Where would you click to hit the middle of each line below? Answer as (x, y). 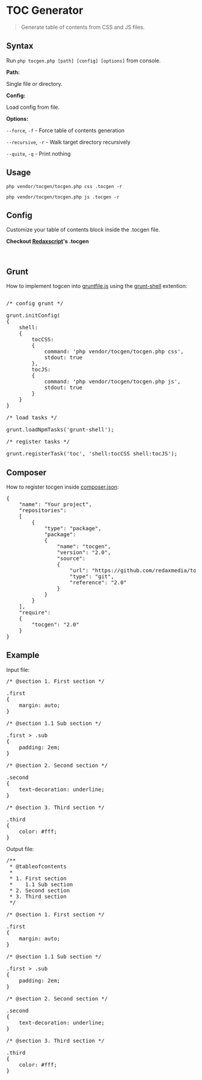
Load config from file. (33, 107)
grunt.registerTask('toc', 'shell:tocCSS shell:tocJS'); (92, 454)
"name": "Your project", (55, 505)
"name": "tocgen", (84, 547)
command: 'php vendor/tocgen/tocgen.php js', (112, 382)
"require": (35, 613)
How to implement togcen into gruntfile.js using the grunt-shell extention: (97, 286)
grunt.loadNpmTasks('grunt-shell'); (60, 430)
